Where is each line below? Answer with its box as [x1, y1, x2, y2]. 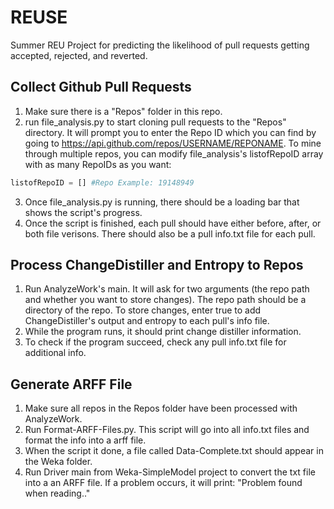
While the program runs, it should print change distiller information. [24, 326, 302, 338]
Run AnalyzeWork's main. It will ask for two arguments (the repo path [24, 283, 310, 295]
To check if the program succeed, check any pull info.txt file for [24, 336, 287, 348]
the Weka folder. [24, 456, 93, 468]
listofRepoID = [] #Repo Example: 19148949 [10, 177, 195, 188]
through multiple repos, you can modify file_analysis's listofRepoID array [24, 147, 324, 160]
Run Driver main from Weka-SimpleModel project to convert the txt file [24, 466, 316, 478]
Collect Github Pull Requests [10, 79, 192, 96]
